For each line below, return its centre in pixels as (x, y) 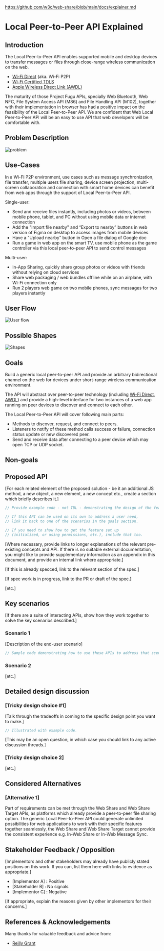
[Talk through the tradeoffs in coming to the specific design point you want (80, 716)
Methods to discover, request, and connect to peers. (65, 424)
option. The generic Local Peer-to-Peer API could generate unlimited (74, 819)
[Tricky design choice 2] (35, 757)
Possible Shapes (31, 335)
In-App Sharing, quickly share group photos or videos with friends (79, 267)
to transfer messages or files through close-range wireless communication (80, 62)
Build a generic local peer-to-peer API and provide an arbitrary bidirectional (81, 375)
